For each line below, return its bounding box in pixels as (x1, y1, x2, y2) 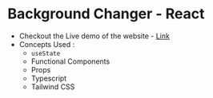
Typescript (30, 73, 67, 83)
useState (30, 49, 61, 57)
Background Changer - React (7, 5, 205, 23)
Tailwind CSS (30, 81, 75, 92)
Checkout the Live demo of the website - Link (18, 31, 170, 41)
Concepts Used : (18, 39, 75, 49)
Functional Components (30, 57, 111, 66)
